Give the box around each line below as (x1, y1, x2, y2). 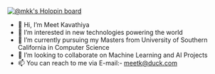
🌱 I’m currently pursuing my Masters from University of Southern (17, 36, 208, 44)
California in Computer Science (17, 43, 110, 51)
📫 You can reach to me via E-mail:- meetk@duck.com (17, 59, 178, 67)
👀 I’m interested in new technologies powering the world (17, 28, 183, 36)
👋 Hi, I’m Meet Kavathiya (17, 21, 90, 28)
